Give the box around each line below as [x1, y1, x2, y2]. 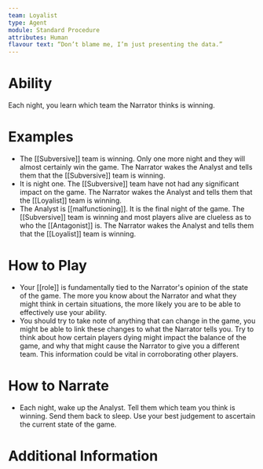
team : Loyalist [8, 11, 58, 20]
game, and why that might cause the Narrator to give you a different [19, 341, 239, 350]
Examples [8, 128, 74, 146]
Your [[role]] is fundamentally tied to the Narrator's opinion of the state [19, 282, 249, 291]
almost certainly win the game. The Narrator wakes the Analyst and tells [19, 163, 253, 171]
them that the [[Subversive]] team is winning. [19, 170, 166, 180]
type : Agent [8, 19, 47, 27]
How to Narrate [8, 377, 110, 395]
